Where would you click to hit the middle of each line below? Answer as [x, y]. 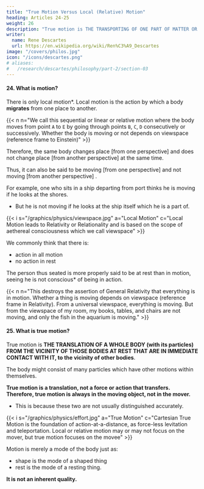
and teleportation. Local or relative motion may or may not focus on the [95, 430]
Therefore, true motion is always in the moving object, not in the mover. [98, 394]
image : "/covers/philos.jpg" [43, 52]
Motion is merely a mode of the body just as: [62, 449]
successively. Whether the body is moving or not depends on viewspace [97, 133]
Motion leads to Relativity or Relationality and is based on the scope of [95, 224]
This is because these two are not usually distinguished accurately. [99, 405]
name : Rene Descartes [39, 40]
